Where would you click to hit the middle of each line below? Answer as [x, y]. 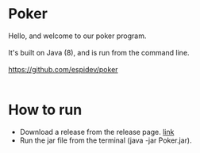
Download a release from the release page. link [97, 132]
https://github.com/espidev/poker [63, 69]
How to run [45, 110]
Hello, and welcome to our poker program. [77, 36]
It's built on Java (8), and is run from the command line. [99, 52]
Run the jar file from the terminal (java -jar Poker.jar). [106, 140]
